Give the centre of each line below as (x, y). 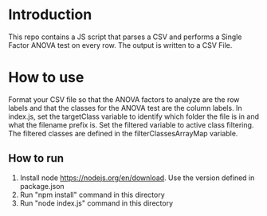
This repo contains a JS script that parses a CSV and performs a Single (125, 37)
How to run (36, 158)
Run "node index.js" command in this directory (96, 203)
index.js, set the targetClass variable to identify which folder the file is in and (134, 116)
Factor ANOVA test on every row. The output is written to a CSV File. (120, 45)
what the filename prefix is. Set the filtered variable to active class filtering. (131, 124)
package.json (42, 186)
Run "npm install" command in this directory (92, 194)
